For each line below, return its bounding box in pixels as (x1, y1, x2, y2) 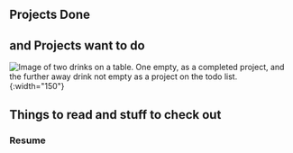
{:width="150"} (9, 81, 65, 92)
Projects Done (9, 7, 90, 22)
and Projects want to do (9, 38, 146, 53)
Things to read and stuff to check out (9, 107, 222, 122)
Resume (9, 134, 47, 147)
